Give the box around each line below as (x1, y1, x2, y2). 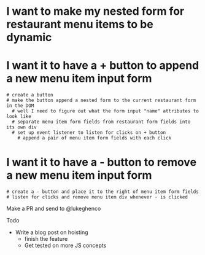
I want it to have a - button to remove (6, 155, 197, 170)
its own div (6, 124, 37, 130)
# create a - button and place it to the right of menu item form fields (6, 189, 199, 195)
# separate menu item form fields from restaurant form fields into (12, 119, 191, 125)
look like (6, 114, 32, 120)
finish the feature (24, 235, 68, 243)
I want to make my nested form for (6, 4, 185, 18)
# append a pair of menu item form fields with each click (17, 135, 172, 141)
